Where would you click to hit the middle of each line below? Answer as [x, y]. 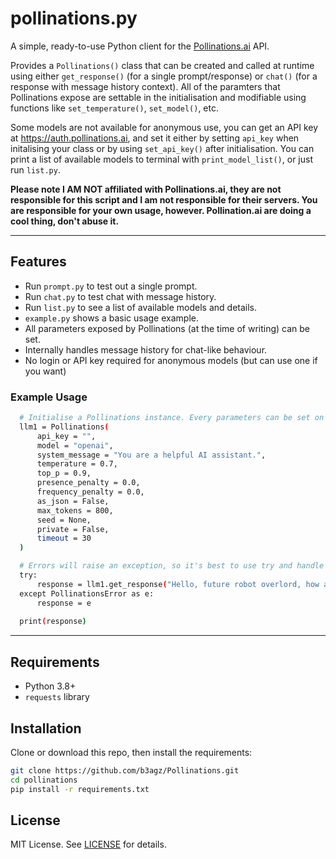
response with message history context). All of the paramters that [145, 86]
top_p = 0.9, [64, 473]
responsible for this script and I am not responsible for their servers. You [164, 199]
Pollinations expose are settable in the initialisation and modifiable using [158, 97]
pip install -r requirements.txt [80, 789]
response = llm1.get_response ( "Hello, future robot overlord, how [178, 584]
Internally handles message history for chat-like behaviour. [146, 349]
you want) [45, 371]
